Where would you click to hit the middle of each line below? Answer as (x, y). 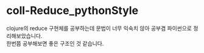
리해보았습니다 (24, 36)
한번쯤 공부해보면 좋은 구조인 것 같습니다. (55, 43)
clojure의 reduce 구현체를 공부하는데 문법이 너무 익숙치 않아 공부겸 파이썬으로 (99, 28)
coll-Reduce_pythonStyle (72, 11)
